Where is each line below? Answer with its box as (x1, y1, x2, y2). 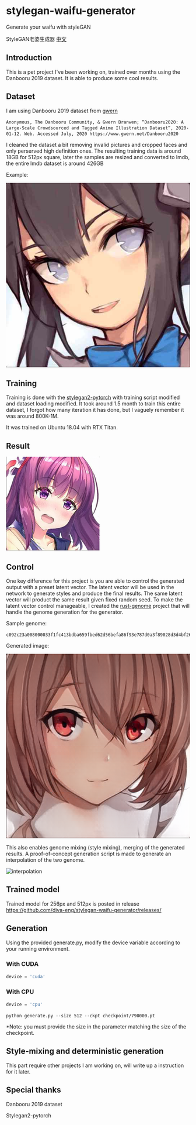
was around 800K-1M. (6, 412, 60, 419)
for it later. (6, 1068, 31, 1075)
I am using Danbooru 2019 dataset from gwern (6, 107, 118, 114)
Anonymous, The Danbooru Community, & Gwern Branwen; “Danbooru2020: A (6, 119, 184, 125)
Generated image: (6, 642, 50, 649)
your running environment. (6, 945, 70, 952)
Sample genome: (6, 620, 47, 627)
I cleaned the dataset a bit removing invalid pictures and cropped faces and (6, 141, 188, 148)
